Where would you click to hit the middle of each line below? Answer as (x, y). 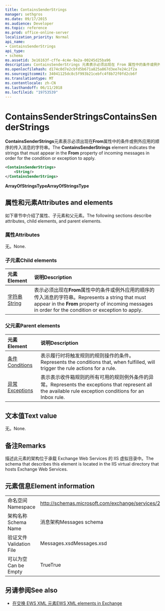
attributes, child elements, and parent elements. (53, 221)
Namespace (22, 507)
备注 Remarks (26, 446)
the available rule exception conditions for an (92, 391)
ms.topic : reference (26, 28)
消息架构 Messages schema (72, 522)
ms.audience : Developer (29, 23)
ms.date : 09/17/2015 (26, 19)
